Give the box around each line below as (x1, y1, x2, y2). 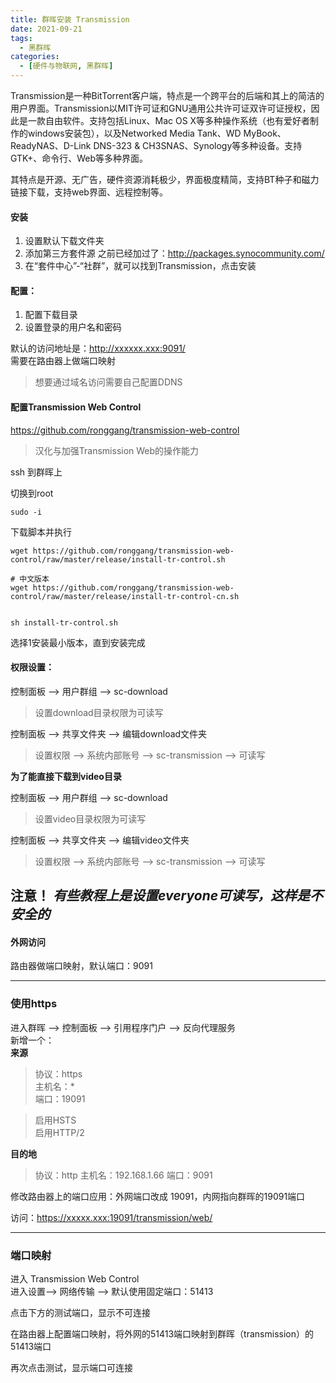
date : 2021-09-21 (10, 24, 83, 34)
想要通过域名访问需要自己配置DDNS (34, 376, 183, 388)
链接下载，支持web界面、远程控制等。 (10, 186, 168, 198)
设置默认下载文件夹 (24, 235, 105, 247)
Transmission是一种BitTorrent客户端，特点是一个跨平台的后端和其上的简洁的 (10, 90, 325, 101)
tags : (10, 33, 33, 43)
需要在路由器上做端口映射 (10, 355, 116, 367)
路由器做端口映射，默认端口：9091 (10, 960, 153, 972)
